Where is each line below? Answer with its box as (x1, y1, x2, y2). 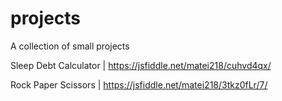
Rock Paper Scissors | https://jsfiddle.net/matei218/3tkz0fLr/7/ (10, 78, 268, 91)
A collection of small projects (10, 40, 130, 52)
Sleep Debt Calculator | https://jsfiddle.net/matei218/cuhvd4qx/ (10, 59, 272, 71)
